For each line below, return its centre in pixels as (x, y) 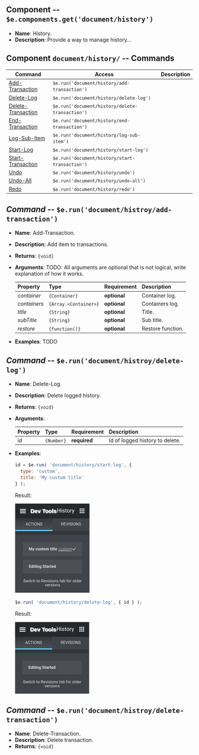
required (82, 440)
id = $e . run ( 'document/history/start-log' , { (73, 465)
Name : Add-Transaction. (45, 233)
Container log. (159, 295)
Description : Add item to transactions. (61, 244)
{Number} (56, 441)
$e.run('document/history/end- (91, 121)
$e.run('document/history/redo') (94, 189)
